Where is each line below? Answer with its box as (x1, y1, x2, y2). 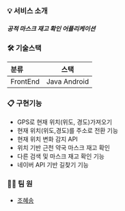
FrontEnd (10, 77, 40, 86)
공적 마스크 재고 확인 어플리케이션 (7, 24, 96, 32)
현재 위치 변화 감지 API (16, 135, 78, 143)
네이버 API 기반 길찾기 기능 (16, 160, 89, 169)
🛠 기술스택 (7, 43, 42, 53)
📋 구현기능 (7, 99, 42, 108)
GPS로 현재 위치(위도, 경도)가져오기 (16, 118, 113, 126)
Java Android (46, 77, 89, 86)
